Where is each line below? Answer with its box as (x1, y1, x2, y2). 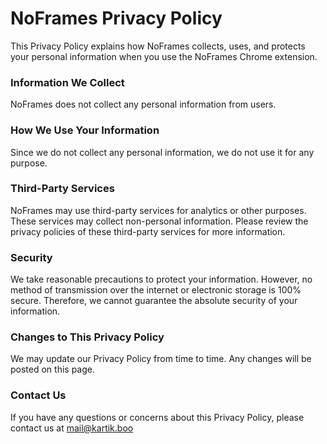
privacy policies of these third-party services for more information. (10, 225, 286, 237)
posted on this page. (10, 363, 96, 376)
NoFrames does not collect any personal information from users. (10, 98, 277, 111)
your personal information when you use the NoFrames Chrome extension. (10, 50, 318, 62)
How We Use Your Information (10, 123, 160, 137)
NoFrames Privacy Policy (10, 7, 223, 30)
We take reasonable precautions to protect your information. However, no (10, 273, 313, 286)
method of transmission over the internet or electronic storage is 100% (10, 284, 302, 296)
